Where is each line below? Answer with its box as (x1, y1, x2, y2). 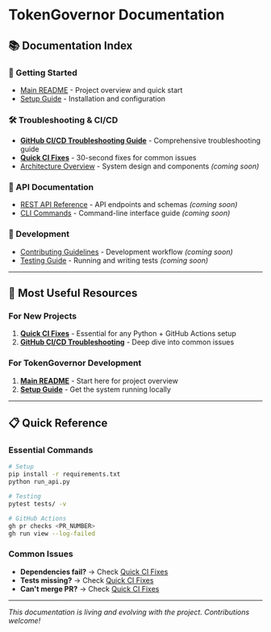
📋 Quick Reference (8, 417, 108, 430)
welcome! (8, 615, 41, 626)
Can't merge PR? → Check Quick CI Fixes (19, 584, 160, 593)
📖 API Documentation (8, 181, 94, 193)
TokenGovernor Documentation (8, 6, 225, 24)
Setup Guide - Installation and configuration (19, 94, 166, 103)
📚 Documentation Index (8, 39, 133, 52)
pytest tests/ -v (8, 500, 67, 508)
